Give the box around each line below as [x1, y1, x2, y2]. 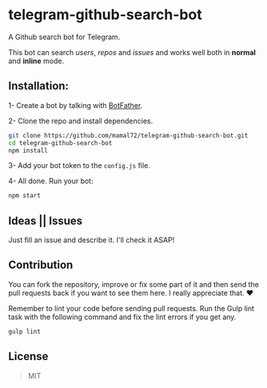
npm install [8, 146, 48, 154]
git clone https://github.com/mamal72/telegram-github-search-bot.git [8, 131, 249, 139]
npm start [8, 192, 42, 200]
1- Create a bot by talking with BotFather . [8, 100, 143, 110]
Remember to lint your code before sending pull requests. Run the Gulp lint [8, 303, 254, 313]
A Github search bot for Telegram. [8, 32, 121, 42]
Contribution [8, 258, 74, 272]
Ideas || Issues [8, 214, 83, 227]
